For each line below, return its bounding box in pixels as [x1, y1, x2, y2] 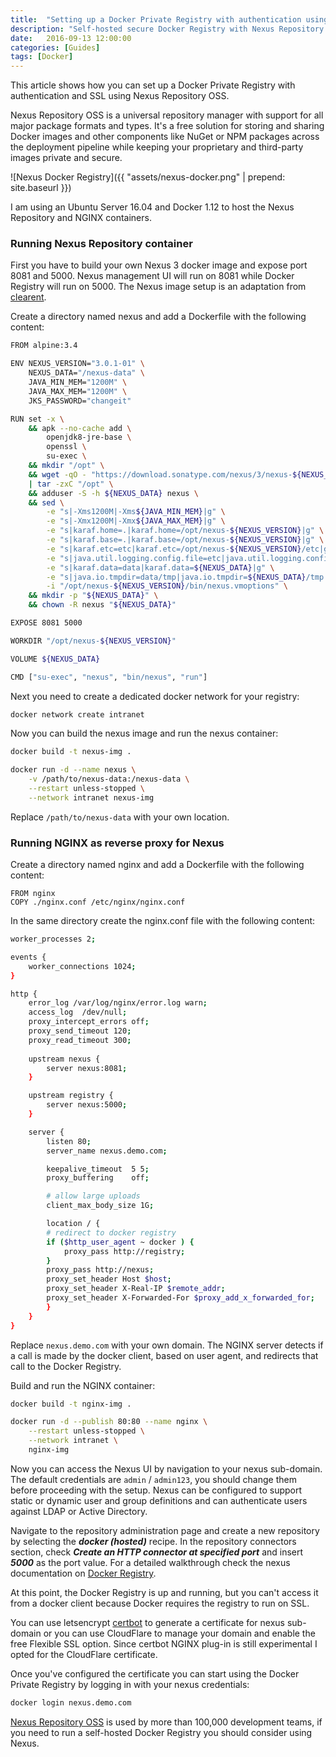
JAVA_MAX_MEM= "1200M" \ [28, 386, 128, 396]
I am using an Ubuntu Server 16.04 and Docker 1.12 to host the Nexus [10, 201, 295, 213]
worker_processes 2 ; [10, 934, 97, 945]
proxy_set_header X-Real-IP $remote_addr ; [46, 1284, 226, 1294]
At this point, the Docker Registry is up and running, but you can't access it [10, 1586, 319, 1598]
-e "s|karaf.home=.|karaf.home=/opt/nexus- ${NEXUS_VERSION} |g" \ [46, 526, 325, 536]
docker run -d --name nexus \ [10, 765, 137, 775]
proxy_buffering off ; [46, 1173, 150, 1183]
